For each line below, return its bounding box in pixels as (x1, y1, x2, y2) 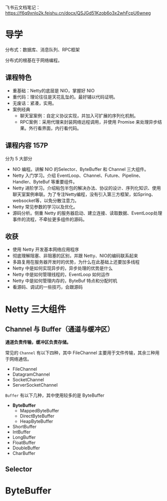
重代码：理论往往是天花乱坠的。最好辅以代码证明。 (12, 94, 118, 100)
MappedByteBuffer (19, 408, 59, 414)
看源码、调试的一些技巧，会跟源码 (12, 284, 83, 290)
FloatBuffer (12, 440, 36, 446)
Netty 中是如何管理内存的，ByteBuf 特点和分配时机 (12, 278, 117, 284)
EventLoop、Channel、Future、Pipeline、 (56, 172, 143, 178)
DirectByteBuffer (19, 413, 54, 419)
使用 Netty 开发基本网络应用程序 (12, 246, 79, 253)
